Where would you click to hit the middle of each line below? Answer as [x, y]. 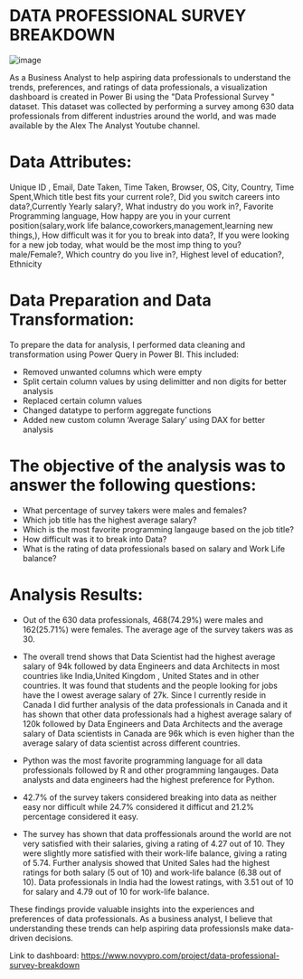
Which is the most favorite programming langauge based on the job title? [158, 529]
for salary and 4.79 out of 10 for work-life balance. [116, 891]
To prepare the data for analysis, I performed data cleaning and [128, 344]
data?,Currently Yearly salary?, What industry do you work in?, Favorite [142, 206]
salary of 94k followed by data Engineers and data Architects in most [151, 666]
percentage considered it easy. [80, 816]
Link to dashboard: [44, 955]
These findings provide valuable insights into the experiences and [132, 908]
